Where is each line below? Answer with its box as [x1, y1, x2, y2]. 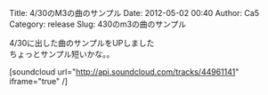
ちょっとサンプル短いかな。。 [9, 49, 115, 59]
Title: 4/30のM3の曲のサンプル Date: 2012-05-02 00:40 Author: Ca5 [9, 8, 260, 18]
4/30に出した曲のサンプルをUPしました [9, 38, 155, 48]
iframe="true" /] [9, 76, 69, 86]
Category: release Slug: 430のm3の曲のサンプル [9, 19, 187, 29]
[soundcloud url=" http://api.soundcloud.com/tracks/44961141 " [9, 67, 240, 77]
